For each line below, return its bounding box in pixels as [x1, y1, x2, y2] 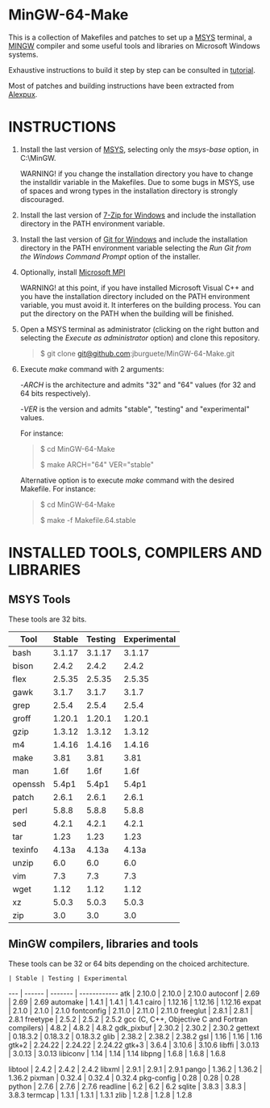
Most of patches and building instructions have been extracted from [8, 81, 235, 91]
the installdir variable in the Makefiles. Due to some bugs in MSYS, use [19, 177, 255, 187]
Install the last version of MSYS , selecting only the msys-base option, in [19, 144, 260, 154]
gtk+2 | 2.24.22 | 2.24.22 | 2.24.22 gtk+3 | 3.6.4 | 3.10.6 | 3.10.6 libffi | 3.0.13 [8, 1040, 260, 1050]
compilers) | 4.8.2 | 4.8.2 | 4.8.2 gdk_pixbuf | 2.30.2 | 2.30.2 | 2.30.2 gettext [8, 1022, 260, 1032]
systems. [8, 49, 39, 59]
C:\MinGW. [19, 153, 56, 162]
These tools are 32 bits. [8, 614, 87, 624]
